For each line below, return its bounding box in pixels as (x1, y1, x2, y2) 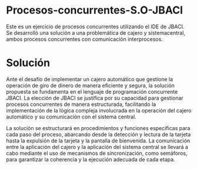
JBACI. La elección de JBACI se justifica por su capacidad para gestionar (6, 94, 183, 101)
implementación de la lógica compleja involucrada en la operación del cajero (6, 107, 192, 114)
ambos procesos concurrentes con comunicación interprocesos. (6, 35, 163, 42)
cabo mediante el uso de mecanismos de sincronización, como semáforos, (6, 150, 188, 157)
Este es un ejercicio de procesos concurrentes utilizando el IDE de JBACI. (6, 23, 185, 30)
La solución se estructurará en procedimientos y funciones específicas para (6, 124, 191, 131)
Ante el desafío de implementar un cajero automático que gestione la (6, 75, 173, 82)
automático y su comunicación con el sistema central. (6, 113, 136, 120)
